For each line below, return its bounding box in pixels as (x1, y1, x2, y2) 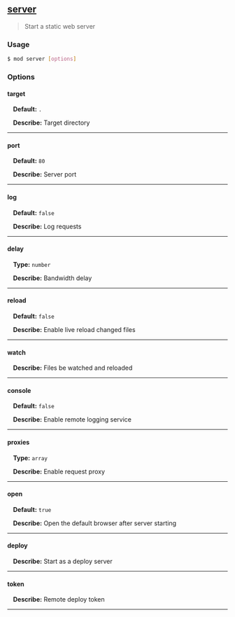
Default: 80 (13, 157, 45, 165)
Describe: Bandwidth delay (13, 274, 92, 282)
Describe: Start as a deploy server (13, 557, 113, 565)
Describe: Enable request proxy (13, 467, 106, 476)
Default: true (13, 505, 52, 513)
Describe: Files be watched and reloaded (13, 363, 133, 372)
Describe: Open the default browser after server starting (13, 519, 177, 527)
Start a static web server (24, 22, 96, 30)
